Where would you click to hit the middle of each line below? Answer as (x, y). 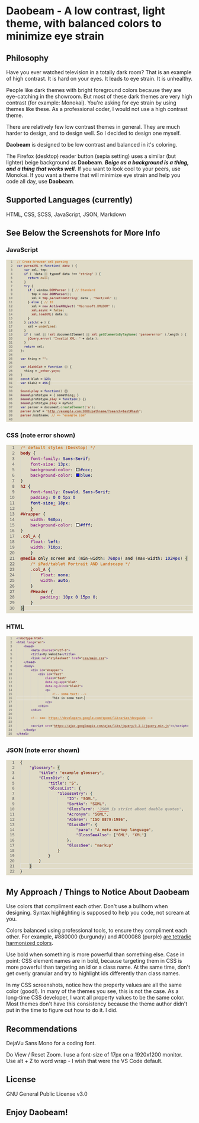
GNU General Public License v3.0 (47, 1094)
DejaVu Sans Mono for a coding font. (51, 1043)
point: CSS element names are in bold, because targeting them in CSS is (94, 961)
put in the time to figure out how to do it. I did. (62, 1010)
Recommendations (42, 1029)
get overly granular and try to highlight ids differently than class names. (93, 973)
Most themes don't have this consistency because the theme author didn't (97, 1004)
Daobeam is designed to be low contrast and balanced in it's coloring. (92, 145)
